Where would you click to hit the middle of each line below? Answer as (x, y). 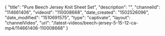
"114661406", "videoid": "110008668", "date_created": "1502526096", (77, 12)
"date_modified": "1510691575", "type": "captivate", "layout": (68, 18)
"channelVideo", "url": (28, 23)
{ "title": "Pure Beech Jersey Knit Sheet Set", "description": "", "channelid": (82, 7)
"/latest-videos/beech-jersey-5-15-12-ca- (95, 23)
